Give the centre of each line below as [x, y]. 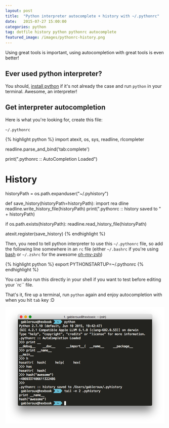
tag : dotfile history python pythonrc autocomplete [61, 32]
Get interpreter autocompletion [55, 107]
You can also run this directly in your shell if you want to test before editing [83, 279]
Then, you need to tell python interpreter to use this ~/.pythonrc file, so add [84, 243]
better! [12, 58]
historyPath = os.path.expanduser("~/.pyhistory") [57, 193]
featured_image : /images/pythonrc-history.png [55, 38]
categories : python [26, 27]
